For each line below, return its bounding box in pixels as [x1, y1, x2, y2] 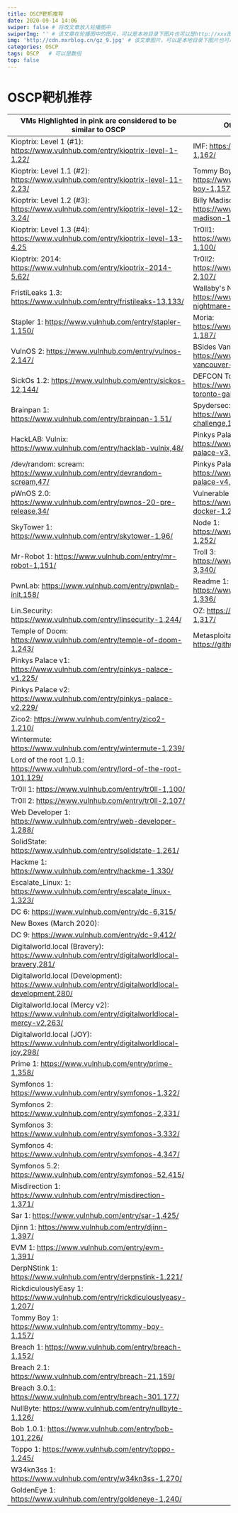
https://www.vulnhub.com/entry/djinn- [38, 1222, 168, 1232]
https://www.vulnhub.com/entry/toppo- [42, 1444, 176, 1454]
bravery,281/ [11, 959, 55, 969]
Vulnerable [193, 488, 229, 498]
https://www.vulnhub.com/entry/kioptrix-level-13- [11, 233, 183, 243]
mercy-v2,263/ [11, 1018, 64, 1028]
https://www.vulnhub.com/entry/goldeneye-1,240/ [11, 1494, 182, 1504]
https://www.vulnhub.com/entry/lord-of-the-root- [11, 763, 182, 773]
